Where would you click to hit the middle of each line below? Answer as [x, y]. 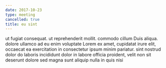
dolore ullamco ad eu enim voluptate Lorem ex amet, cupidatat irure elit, [81, 44]
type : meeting [20, 15]
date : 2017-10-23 [24, 10]
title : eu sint [21, 24]
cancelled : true [22, 19]
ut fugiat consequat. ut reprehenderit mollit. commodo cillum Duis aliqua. [82, 39]
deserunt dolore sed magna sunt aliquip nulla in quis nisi [64, 60]
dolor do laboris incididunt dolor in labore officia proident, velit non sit [78, 55]
